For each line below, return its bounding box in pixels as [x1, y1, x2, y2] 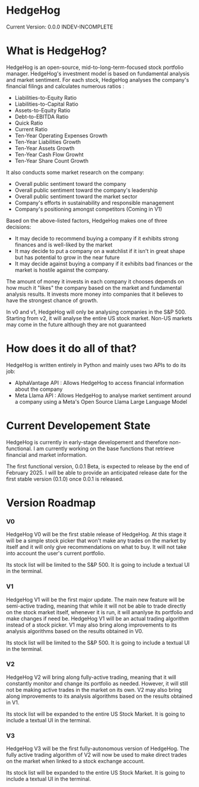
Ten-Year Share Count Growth [14, 157, 89, 164]
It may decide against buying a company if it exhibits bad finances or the [14, 260, 193, 267]
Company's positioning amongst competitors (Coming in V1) [14, 206, 162, 213]
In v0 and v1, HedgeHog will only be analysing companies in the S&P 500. [6, 308, 187, 315]
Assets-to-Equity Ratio [14, 106, 71, 113]
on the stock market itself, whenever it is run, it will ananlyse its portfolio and [6, 608, 194, 615]
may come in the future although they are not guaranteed [6, 321, 147, 328]
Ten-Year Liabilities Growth [14, 138, 81, 146]
